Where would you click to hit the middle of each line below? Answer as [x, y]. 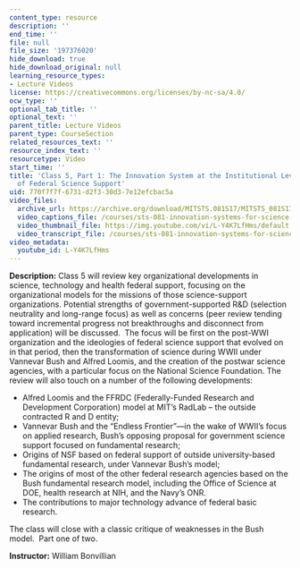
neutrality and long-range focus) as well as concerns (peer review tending [146, 314]
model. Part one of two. [54, 538]
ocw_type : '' [33, 101]
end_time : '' [33, 34]
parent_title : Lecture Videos [66, 126]
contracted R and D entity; [71, 417]
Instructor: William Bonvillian [62, 556]
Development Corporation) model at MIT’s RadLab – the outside [139, 407]
